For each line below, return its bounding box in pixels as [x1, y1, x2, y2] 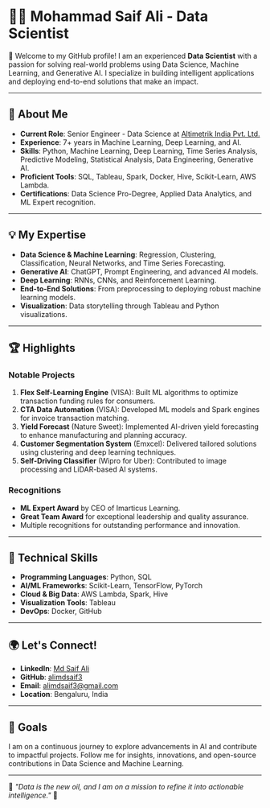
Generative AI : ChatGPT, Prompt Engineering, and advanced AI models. [19, 266, 259, 276]
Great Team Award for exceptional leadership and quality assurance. [19, 511, 249, 521]
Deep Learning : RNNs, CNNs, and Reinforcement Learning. [19, 275, 217, 285]
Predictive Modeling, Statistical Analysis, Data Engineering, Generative [19, 155, 254, 164]
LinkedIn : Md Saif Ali [19, 664, 90, 674]
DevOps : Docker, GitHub [19, 607, 102, 616]
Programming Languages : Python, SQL [19, 572, 153, 582]
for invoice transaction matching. [19, 414, 130, 423]
